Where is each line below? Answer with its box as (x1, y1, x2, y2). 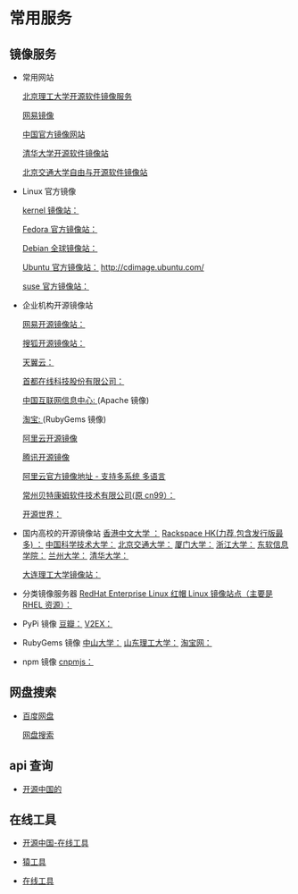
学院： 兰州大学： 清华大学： (21, 551, 129, 561)
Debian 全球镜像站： (21, 243, 98, 253)
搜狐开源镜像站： (21, 338, 86, 349)
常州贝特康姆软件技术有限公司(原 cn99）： (21, 490, 176, 501)
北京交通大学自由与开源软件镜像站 (21, 167, 148, 177)
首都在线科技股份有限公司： (21, 376, 125, 386)
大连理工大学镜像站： (21, 569, 101, 579)
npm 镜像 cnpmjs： (21, 656, 94, 667)
